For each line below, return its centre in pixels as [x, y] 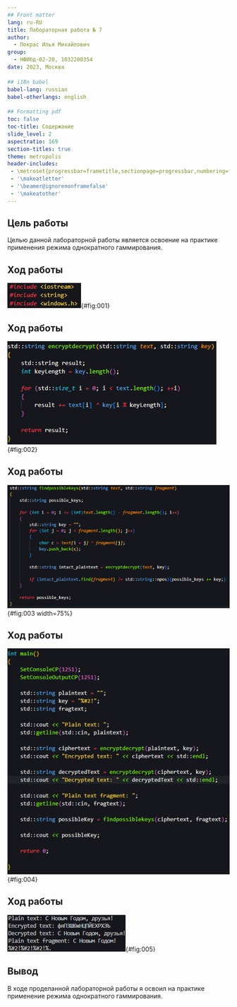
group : [17, 52]
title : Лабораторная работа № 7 [55, 30]
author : [19, 37]
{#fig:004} [23, 879]
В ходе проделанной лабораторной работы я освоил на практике [106, 988]
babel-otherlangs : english [47, 97]
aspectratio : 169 [33, 141]
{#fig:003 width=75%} [40, 613]
